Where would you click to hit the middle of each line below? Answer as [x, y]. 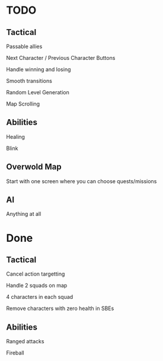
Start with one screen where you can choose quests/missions [81, 181]
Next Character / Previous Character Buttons [61, 58]
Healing [16, 136]
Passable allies [24, 46]
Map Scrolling [23, 104]
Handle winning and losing [39, 69]
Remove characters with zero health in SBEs [60, 308]
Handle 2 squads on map [37, 286]
